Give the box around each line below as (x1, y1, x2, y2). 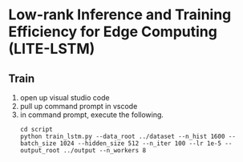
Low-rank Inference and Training (8, 6, 232, 24)
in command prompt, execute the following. (19, 110, 164, 119)
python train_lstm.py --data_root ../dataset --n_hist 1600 (19, 132, 225, 140)
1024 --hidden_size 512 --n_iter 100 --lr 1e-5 (59, 140, 222, 148)
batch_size (19, 140, 57, 148)
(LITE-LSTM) (8, 40, 95, 58)
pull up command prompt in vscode (19, 102, 138, 111)
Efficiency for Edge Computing (8, 22, 218, 41)
